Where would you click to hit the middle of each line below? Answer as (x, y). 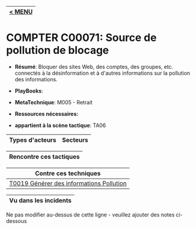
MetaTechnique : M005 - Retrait (54, 102)
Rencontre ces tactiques (44, 157)
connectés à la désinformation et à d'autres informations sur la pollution (102, 73)
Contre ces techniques (68, 173)
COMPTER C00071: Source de (81, 38)
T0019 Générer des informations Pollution (68, 183)
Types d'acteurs (33, 140)
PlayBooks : (29, 91)
